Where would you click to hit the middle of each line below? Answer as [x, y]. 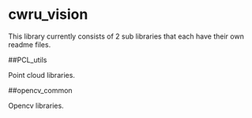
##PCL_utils [28, 60]
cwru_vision [48, 15]
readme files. [30, 44]
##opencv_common [40, 90]
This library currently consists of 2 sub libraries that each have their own [126, 36]
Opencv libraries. [36, 105]
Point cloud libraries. [41, 75]
